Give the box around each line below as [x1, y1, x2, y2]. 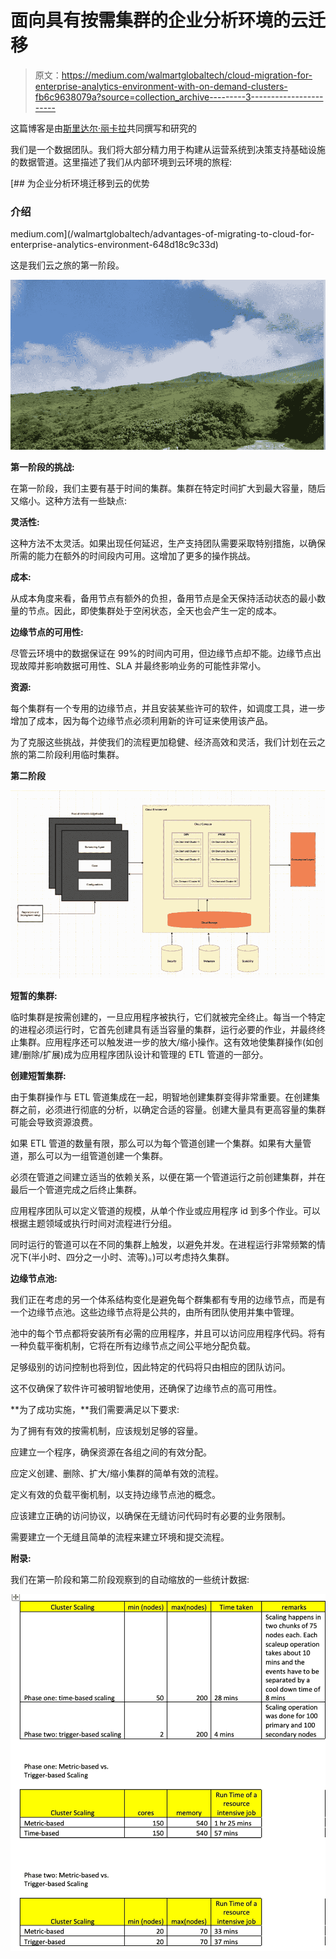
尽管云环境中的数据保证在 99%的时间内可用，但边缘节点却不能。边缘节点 [10, 647, 313, 659]
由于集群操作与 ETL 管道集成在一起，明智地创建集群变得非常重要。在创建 [10, 1091, 312, 1103]
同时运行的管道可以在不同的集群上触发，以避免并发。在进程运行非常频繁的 [10, 1238, 317, 1250]
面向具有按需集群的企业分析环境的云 [10, 9, 309, 32]
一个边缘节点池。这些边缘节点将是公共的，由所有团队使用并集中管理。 [10, 1306, 300, 1318]
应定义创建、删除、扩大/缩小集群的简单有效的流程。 [10, 1467, 225, 1479]
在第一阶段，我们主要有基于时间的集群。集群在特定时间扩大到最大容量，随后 [10, 482, 326, 494]
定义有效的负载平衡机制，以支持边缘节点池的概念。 [10, 1488, 221, 1500]
